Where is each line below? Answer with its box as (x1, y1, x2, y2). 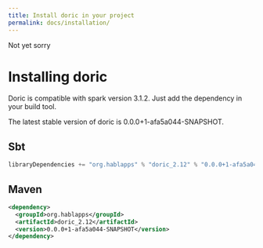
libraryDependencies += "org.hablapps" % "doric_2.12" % (8, 161, 198, 169)
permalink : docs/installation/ (8, 19, 110, 27)
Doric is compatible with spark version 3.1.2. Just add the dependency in (8, 93, 243, 103)
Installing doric (8, 67, 108, 86)
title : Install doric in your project (8, 11, 135, 20)
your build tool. (8, 102, 57, 111)
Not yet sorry (8, 40, 51, 49)
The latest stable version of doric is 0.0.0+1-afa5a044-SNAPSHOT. (8, 117, 225, 126)
